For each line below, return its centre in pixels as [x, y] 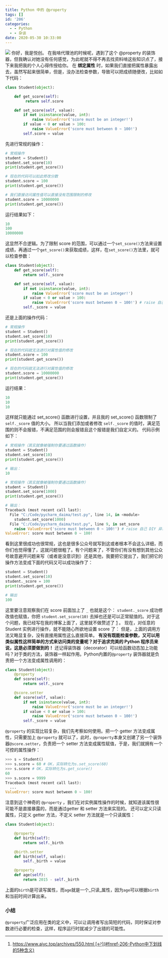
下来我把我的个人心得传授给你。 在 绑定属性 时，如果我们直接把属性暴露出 [81, 65]
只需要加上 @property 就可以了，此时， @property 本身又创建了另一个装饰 [88, 737]
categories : [17, 24]
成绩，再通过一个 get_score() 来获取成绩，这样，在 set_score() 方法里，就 [80, 250]
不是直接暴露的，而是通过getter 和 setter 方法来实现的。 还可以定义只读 [87, 809]
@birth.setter [29, 852]
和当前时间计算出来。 [27, 896]
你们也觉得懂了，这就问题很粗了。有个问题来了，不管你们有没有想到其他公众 [84, 550]
